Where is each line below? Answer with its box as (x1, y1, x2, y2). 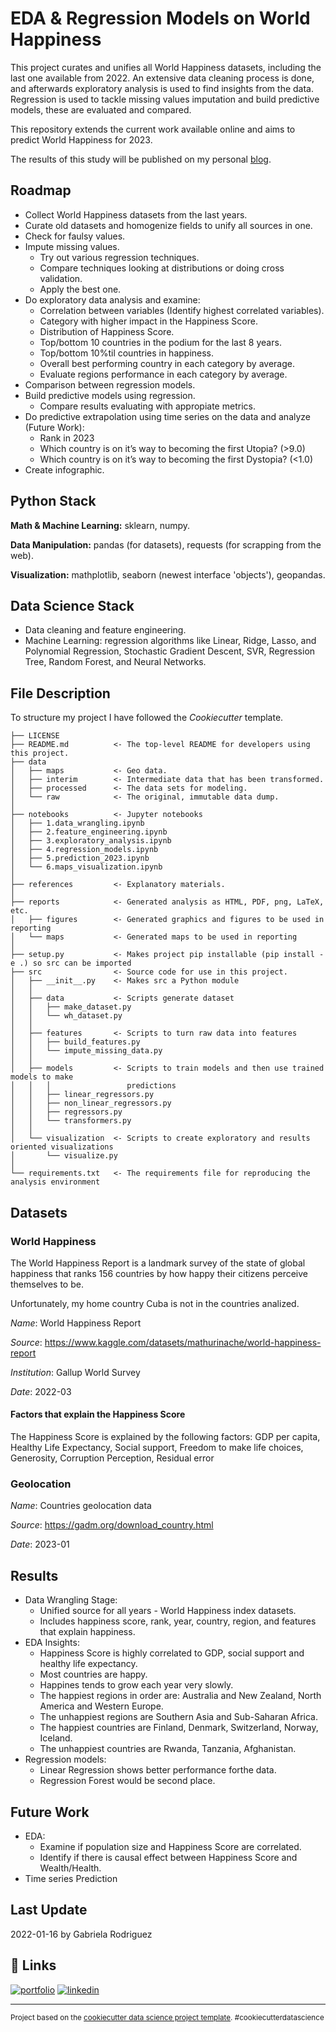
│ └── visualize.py (10, 1151, 118, 1161)
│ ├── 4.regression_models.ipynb (10, 845, 159, 855)
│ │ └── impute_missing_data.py (10, 1046, 163, 1056)
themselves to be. (10, 1278, 84, 1290)
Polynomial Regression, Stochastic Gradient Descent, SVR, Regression (24, 645, 316, 657)
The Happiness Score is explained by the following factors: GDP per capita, (10, 1431, 321, 1443)
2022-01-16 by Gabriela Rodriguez (10, 1928, 153, 1940)
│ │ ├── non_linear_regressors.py (10, 1098, 172, 1109)
